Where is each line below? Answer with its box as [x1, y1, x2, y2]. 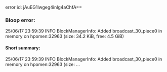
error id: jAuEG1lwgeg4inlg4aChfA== [5, 4, 82, 10]
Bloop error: [5, 16, 35, 23]
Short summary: [5, 44, 40, 50]
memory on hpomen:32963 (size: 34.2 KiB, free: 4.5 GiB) [5, 33, 124, 39]
